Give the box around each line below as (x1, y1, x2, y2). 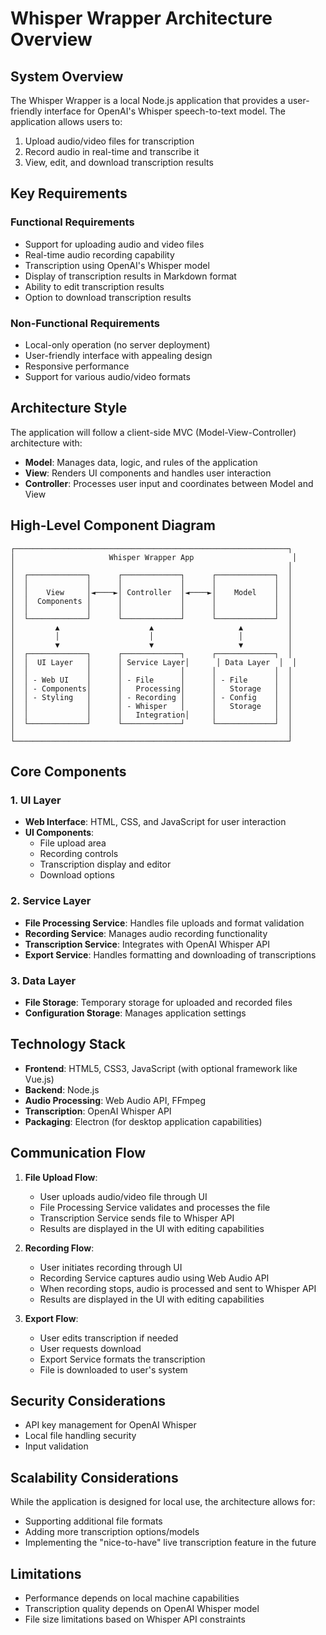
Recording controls (39, 848, 119, 860)
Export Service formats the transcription (39, 1353, 206, 1365)
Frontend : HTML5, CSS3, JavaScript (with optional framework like (24, 1062, 298, 1074)
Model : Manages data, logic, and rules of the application (24, 456, 258, 468)
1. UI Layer (10, 793, 62, 807)
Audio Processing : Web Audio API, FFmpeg (24, 1094, 207, 1106)
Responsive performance (24, 360, 130, 372)
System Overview (10, 68, 124, 85)
